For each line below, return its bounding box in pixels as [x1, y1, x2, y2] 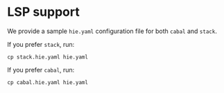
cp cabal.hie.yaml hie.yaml [7, 79, 89, 86]
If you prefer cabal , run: [7, 65, 75, 74]
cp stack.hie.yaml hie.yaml [7, 53, 89, 61]
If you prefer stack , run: [7, 40, 75, 48]
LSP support [7, 4, 80, 20]
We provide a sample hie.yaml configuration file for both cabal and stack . [7, 27, 217, 35]
